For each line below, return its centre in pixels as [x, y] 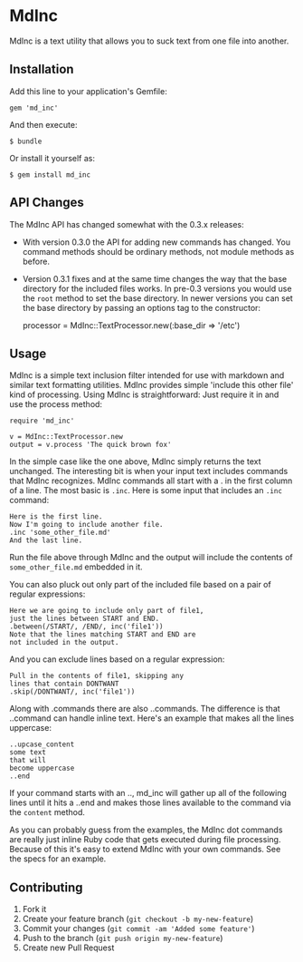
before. [36, 261]
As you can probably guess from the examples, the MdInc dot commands [146, 830]
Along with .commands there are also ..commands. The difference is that [145, 709]
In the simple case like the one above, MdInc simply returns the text [135, 462]
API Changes [47, 203]
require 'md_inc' [42, 421]
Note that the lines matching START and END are [103, 635]
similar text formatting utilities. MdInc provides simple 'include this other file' [151, 385]
